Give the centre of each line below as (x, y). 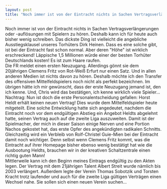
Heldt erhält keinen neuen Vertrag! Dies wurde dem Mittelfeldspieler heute (81, 102)
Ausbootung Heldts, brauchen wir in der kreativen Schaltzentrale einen (78, 150)
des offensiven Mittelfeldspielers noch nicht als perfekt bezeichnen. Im (78, 81)
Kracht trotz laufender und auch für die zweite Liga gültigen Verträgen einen (83, 177)
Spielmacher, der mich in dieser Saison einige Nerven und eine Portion (78, 124)
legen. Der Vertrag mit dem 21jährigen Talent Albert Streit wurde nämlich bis (83, 166)
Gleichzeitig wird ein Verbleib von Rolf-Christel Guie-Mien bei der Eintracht (82, 134)
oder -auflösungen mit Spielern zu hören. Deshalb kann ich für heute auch (81, 34)
